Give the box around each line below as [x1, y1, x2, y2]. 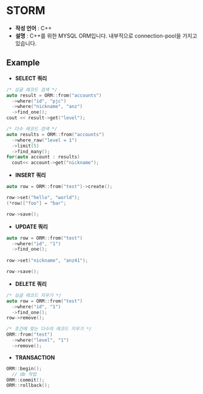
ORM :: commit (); [6, 377, 45, 383]
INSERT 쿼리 [15, 171, 46, 179]
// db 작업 [12, 371, 37, 377]
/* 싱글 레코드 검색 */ [6, 86, 58, 93]
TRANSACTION [15, 353, 55, 361]
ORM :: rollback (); [6, 382, 50, 389]
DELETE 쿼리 [15, 280, 47, 287]
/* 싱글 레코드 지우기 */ [6, 292, 62, 298]
